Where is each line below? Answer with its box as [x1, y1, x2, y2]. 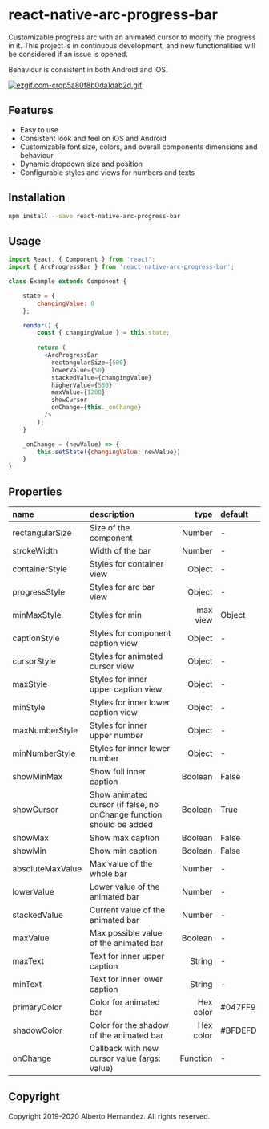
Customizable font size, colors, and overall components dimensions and [19, 142, 258, 152]
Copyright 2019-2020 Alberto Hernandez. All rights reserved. [8, 1111, 211, 1121]
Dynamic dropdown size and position [19, 159, 143, 169]
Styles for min [89, 609, 143, 620]
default [219, 508, 249, 519]
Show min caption [89, 845, 158, 856]
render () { [22, 321, 59, 330]
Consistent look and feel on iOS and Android [19, 133, 167, 143]
